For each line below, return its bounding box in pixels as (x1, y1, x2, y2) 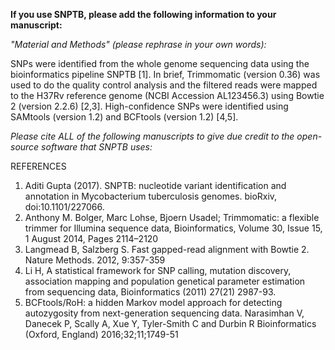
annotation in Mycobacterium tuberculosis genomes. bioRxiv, (24, 190, 278, 202)
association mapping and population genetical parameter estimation (24, 275, 306, 287)
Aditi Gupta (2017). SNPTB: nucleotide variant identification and (24, 180, 287, 191)
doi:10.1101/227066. (24, 201, 105, 213)
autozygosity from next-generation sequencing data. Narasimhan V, (24, 307, 305, 319)
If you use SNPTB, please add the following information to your (10, 9, 277, 20)
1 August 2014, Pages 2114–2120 (24, 233, 159, 244)
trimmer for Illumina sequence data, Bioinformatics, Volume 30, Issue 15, (24, 222, 323, 234)
